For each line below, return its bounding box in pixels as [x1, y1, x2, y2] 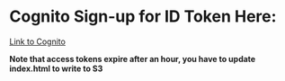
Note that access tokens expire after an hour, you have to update [9, 53, 256, 64]
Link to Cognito [9, 36, 66, 47]
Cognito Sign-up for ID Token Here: [9, 6, 277, 27]
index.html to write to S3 [9, 63, 103, 74]
